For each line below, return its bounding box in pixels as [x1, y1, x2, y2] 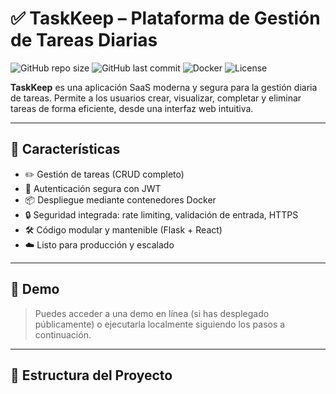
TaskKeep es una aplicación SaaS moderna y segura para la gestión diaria [10, 81, 318, 93]
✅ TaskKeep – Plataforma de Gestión [10, 7, 321, 30]
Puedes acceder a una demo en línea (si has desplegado [34, 307, 270, 319]
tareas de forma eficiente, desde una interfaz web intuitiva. [10, 102, 254, 114]
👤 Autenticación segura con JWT [24, 182, 162, 194]
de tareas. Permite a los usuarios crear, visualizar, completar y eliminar [10, 92, 302, 104]
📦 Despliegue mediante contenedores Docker [24, 193, 217, 206]
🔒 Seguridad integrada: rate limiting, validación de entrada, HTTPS [24, 208, 299, 221]
